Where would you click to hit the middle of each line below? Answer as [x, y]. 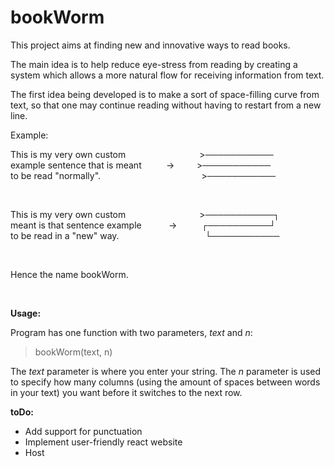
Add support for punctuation [83, 431]
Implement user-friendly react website [103, 442]
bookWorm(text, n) [73, 352]
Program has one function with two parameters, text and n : [131, 332]
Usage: [26, 313]
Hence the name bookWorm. [69, 274]
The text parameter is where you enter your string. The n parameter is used [165, 371]
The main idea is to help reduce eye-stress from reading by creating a [154, 64]
